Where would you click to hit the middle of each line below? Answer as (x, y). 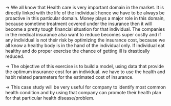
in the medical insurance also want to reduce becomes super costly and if (83, 35)
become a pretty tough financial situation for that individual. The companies (85, 29)
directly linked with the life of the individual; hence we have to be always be (85, 13)
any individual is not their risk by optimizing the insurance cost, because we (85, 40)
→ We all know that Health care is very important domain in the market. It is (85, 7)
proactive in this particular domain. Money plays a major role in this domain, (85, 18)
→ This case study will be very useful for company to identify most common (86, 87)
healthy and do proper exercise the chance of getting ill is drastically (78, 51)
